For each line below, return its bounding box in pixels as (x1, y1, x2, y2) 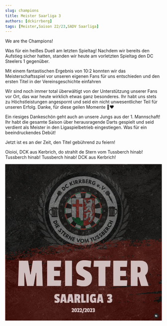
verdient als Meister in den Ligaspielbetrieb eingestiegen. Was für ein (5, 125, 147, 131)
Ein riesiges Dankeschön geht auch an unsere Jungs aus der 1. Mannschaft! (5, 114, 161, 120)
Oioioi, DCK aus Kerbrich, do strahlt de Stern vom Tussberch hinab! (5, 149, 143, 155)
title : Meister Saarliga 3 (5, 13, 61, 18)
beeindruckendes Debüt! (5, 130, 56, 136)
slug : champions (5, 8, 39, 13)
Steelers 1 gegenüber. (5, 58, 50, 64)
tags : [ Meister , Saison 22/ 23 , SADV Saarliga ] (5, 24, 99, 29)
